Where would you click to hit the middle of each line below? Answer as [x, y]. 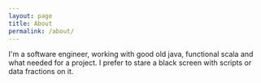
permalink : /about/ [41, 31]
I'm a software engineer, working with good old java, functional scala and [131, 55]
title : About [30, 24]
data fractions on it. [41, 72]
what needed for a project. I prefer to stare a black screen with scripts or [130, 63]
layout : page [30, 16]
